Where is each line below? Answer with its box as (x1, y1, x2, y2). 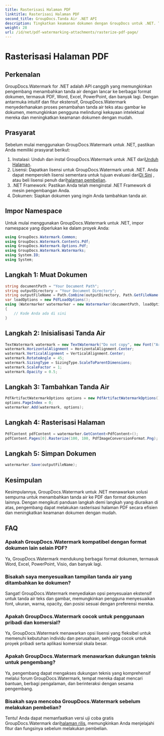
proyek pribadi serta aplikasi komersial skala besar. (5, 641, 108, 647)
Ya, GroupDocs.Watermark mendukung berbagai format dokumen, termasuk (5, 556, 159, 561)
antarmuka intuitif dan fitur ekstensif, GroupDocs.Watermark (5, 99, 126, 105)
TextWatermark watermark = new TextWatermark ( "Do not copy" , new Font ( (5, 342, 154, 347)
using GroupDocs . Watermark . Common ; (5, 234, 78, 240)
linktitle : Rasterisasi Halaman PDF (5, 12, 80, 17)
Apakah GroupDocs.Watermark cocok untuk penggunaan (5, 613, 145, 620)
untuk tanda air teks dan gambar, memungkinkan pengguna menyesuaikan (5, 596, 155, 602)
